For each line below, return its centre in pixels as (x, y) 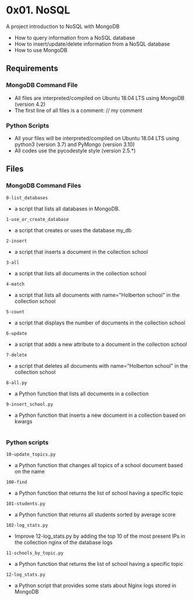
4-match (15, 284)
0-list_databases (27, 198)
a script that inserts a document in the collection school (81, 251)
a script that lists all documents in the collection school (80, 273)
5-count (15, 312)
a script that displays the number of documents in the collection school (100, 323)
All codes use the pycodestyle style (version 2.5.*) (75, 150)
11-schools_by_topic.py (35, 553)
